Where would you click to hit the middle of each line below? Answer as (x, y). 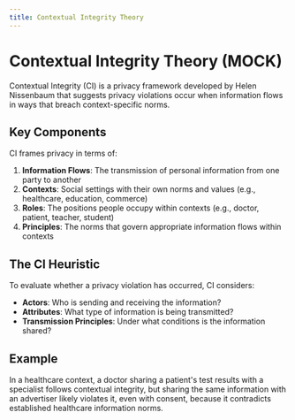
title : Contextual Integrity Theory (76, 17)
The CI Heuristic (55, 264)
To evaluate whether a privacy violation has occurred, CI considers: (132, 286)
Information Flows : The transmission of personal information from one (151, 171)
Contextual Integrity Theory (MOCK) (146, 61)
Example (34, 359)
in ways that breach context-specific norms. (90, 104)
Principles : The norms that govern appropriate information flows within (151, 227)
